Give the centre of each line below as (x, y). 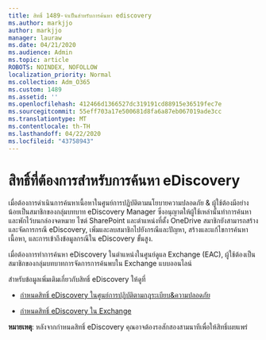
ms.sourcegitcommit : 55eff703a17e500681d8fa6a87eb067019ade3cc (115, 112)
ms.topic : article (39, 60)
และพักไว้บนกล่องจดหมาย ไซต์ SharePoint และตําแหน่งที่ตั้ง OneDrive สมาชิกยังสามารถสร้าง (133, 221)
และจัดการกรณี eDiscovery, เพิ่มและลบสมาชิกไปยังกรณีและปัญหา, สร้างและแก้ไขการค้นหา (128, 230)
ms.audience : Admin (40, 52)
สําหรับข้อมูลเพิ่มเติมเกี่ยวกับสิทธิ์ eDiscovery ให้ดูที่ (77, 280)
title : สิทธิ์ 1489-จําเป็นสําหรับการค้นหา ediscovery (80, 15)
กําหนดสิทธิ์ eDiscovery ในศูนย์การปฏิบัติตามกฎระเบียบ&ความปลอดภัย (115, 296)
